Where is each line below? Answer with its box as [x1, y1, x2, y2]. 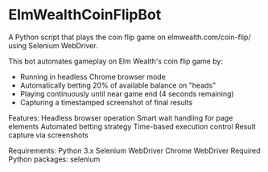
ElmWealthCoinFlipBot [8, 6, 162, 24]
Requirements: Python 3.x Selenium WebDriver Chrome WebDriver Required [8, 145, 261, 155]
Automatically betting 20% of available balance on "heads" [19, 80, 216, 90]
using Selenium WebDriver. [8, 40, 98, 50]
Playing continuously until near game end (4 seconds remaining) [19, 88, 235, 98]
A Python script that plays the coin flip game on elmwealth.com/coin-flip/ [8, 32, 251, 42]
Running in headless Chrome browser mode [19, 72, 167, 81]
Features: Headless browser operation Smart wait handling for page [8, 113, 233, 122]
